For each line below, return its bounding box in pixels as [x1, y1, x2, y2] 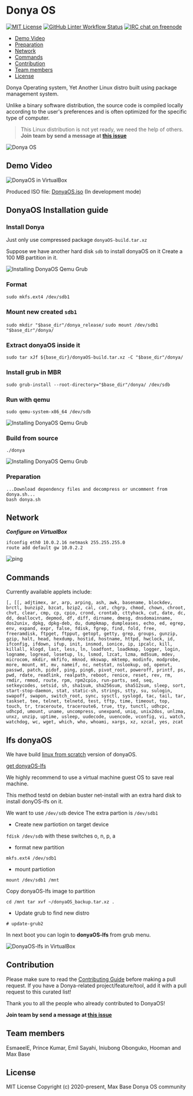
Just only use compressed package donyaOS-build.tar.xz [6, 237, 148, 244]
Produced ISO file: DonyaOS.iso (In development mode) [6, 188, 142, 195]
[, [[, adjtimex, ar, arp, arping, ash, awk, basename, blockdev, [6, 600, 173, 606]
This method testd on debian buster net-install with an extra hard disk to [6, 791, 182, 798]
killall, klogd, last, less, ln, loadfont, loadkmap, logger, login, [6, 647, 181, 653]
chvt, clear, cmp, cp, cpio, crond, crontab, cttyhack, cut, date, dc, [6, 610, 186, 616]
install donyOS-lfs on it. [6, 798, 63, 805]
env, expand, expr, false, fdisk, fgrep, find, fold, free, [6, 626, 158, 632]
